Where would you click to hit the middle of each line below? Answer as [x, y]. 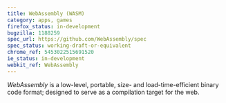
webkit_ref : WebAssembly [43, 65]
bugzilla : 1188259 [34, 33]
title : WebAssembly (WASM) [46, 13]
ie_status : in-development [46, 59]
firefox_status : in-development [54, 26]
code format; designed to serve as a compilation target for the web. [103, 92]
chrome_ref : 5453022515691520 [51, 53]
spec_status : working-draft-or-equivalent [69, 46]
